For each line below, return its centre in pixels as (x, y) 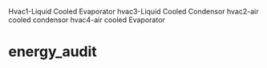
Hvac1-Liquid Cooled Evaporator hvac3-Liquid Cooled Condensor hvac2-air (133, 11)
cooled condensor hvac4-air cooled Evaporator (87, 20)
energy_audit (53, 52)
